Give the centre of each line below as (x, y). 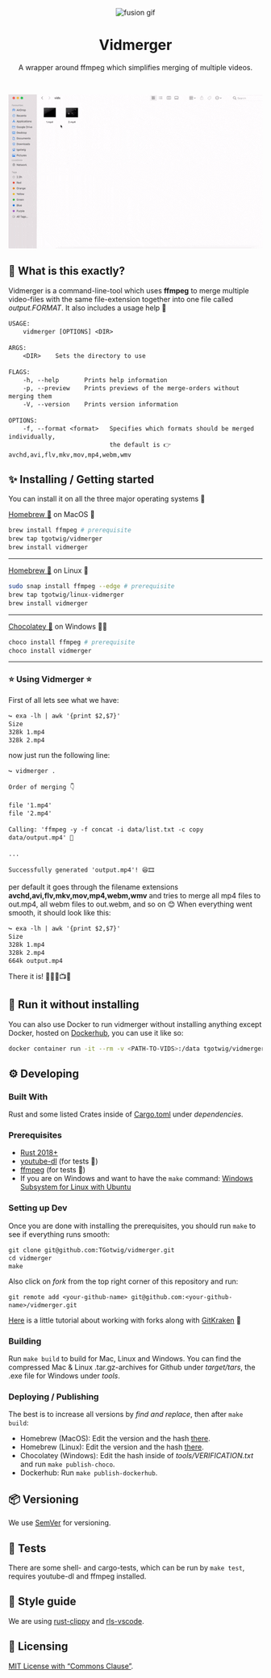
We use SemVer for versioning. (60, 1523)
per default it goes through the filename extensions (94, 887)
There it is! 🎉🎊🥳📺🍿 (40, 976)
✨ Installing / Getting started (81, 479)
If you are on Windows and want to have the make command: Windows (136, 1179)
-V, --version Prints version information (101, 404)
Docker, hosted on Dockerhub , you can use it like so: (96, 1032)
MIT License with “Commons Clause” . (71, 1666)
